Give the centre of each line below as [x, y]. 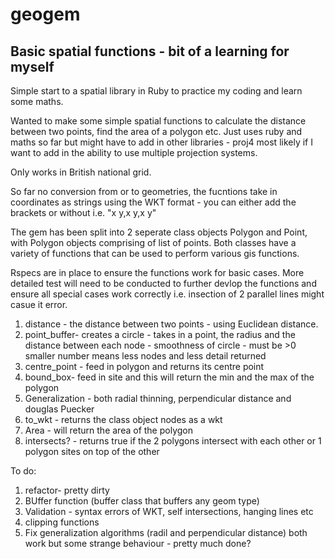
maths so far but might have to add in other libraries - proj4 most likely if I [161, 142]
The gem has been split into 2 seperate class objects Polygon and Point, [159, 232]
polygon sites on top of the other [92, 451]
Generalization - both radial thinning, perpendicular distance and [158, 398]
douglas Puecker [59, 409]
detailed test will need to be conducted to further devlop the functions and [163, 283]
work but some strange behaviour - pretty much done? [138, 543]
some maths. [37, 101]
